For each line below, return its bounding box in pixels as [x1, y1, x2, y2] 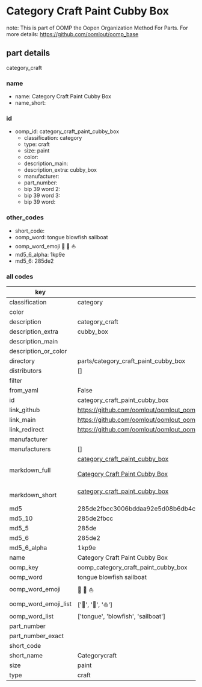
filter [9, 376, 23, 384]
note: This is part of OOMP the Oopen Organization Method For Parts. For [6, 24, 188, 31]
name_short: [14, 99, 46, 107]
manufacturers [9, 445, 51, 453]
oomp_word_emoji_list [9, 600, 72, 608]
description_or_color [9, 347, 67, 355]
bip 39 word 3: [23, 192, 61, 199]
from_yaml [9, 386, 39, 394]
